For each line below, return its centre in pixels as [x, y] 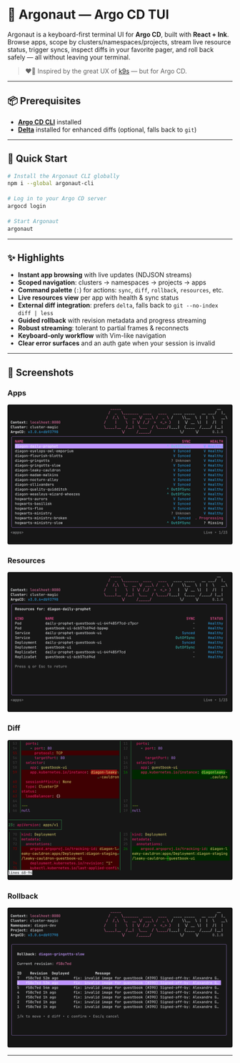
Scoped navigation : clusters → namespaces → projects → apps [112, 282]
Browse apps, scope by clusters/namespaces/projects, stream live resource [119, 41]
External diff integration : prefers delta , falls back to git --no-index [118, 305]
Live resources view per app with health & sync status [98, 298]
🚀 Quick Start [37, 159]
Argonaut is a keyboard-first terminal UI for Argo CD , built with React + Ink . [118, 34]
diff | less [35, 314]
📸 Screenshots [41, 372]
